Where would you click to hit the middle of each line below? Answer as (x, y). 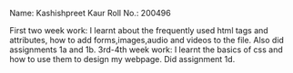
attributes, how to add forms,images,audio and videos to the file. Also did (147, 40)
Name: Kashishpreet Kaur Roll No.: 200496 (90, 13)
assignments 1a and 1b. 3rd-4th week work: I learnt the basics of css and (146, 50)
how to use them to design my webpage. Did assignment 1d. (122, 59)
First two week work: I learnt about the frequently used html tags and (139, 30)
